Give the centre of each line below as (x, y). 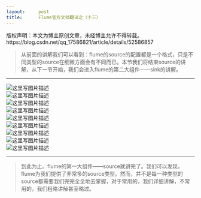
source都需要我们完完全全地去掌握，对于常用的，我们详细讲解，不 (103, 181)
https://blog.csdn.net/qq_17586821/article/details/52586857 (80, 42)
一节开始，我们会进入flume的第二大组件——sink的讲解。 (111, 69)
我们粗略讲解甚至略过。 (66, 188)
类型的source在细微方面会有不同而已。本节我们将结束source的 (103, 62)
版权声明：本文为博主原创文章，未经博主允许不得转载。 (74, 35)
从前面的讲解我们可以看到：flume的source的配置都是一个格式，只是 (104, 54)
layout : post (28, 12)
